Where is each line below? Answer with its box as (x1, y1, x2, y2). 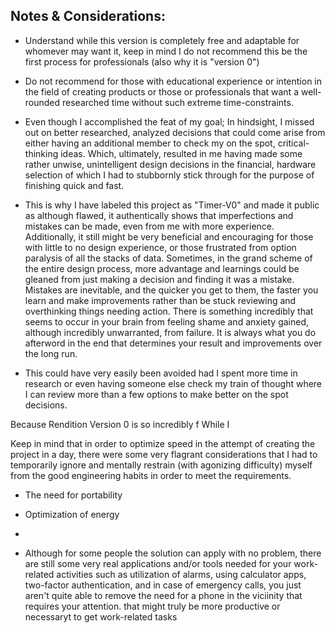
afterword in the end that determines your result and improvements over (24, 337, 323, 349)
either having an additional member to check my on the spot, (24, 137, 276, 149)
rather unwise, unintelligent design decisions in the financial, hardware (24, 158, 317, 170)
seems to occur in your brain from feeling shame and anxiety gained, (24, 315, 310, 328)
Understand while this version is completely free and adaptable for (24, 34, 300, 46)
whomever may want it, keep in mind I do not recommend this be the (24, 45, 308, 57)
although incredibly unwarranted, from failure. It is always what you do (24, 326, 317, 338)
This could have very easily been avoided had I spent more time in (24, 367, 298, 379)
